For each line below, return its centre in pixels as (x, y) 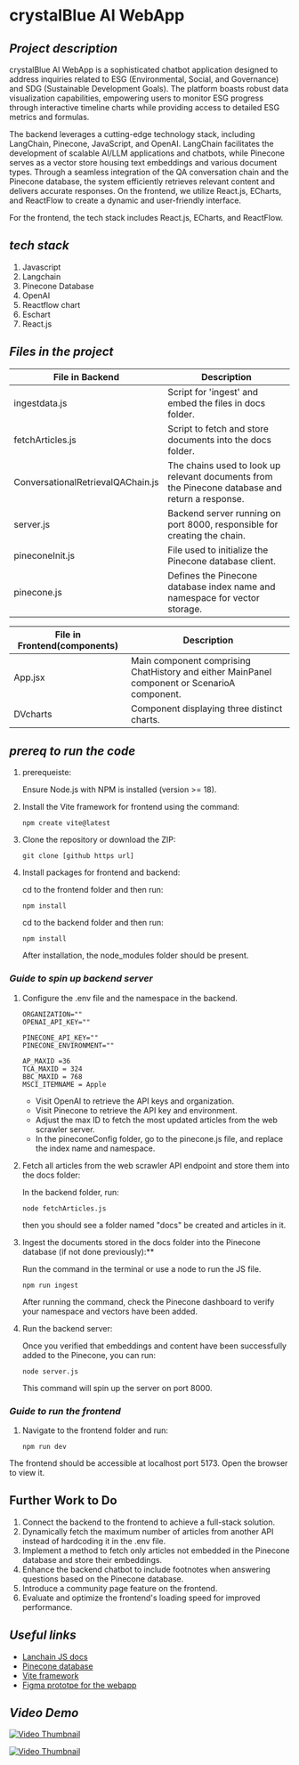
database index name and (222, 587)
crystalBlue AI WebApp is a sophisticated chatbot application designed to (144, 69)
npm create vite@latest (66, 823)
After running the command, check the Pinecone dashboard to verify (148, 1301)
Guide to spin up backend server (81, 978)
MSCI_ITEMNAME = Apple (64, 1084)
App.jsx (29, 677)
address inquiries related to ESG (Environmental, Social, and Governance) (144, 79)
